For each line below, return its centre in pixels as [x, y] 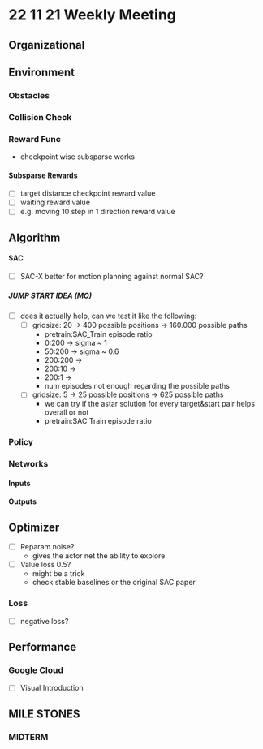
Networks [28, 464]
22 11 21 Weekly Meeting [93, 15]
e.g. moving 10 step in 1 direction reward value [98, 212]
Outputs [23, 501]
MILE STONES [44, 714]
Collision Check [40, 117]
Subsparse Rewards [43, 175]
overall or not [67, 412]
